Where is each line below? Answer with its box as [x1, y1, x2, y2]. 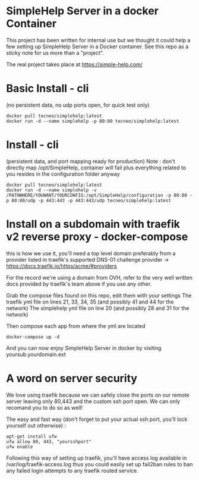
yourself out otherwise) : [6, 422, 67, 429]
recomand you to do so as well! [6, 404, 83, 411]
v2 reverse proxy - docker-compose [6, 230, 188, 243]
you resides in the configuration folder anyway [6, 170, 120, 177]
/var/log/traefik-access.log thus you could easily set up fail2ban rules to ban [6, 460, 193, 467]
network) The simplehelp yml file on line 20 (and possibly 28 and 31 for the [6, 304, 189, 311]
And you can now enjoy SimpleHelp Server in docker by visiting [6, 344, 162, 351]
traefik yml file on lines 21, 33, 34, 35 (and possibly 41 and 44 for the [6, 298, 174, 305]
